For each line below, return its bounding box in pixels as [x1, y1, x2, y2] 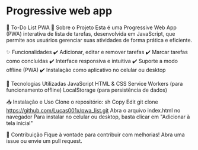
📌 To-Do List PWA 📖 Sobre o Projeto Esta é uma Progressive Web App [6, 24, 177, 31]
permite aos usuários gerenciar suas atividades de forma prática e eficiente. [6, 36, 193, 43]
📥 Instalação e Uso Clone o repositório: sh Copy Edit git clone [6, 98, 158, 105]
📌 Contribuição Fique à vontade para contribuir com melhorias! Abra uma [6, 131, 185, 138]
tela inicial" [6, 119, 34, 126]
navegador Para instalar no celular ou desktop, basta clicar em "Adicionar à [6, 113, 190, 120]
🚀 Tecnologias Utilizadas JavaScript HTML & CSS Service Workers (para [6, 80, 183, 87]
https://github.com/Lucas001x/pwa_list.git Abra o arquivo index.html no [6, 107, 181, 114]
